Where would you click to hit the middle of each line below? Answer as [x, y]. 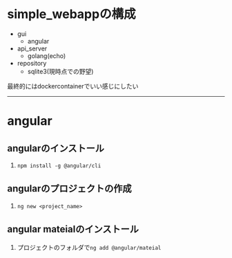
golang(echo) [47, 55]
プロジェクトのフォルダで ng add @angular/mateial [89, 247]
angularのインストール [56, 148]
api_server [32, 48]
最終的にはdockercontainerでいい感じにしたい [73, 86]
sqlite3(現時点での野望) [60, 71]
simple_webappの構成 [71, 14]
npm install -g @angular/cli [59, 166]
